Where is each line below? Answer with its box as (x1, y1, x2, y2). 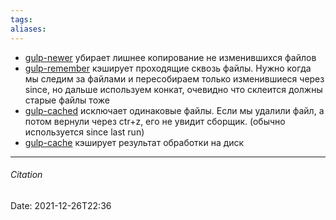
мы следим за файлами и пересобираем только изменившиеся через (24, 72, 325, 85)
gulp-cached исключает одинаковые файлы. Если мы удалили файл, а (24, 104, 325, 116)
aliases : (10, 24, 47, 34)
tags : (10, 14, 33, 25)
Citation (10, 169, 43, 181)
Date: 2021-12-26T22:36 (10, 199, 112, 211)
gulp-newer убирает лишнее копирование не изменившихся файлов (24, 51, 317, 63)
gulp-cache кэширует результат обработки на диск (24, 136, 245, 148)
